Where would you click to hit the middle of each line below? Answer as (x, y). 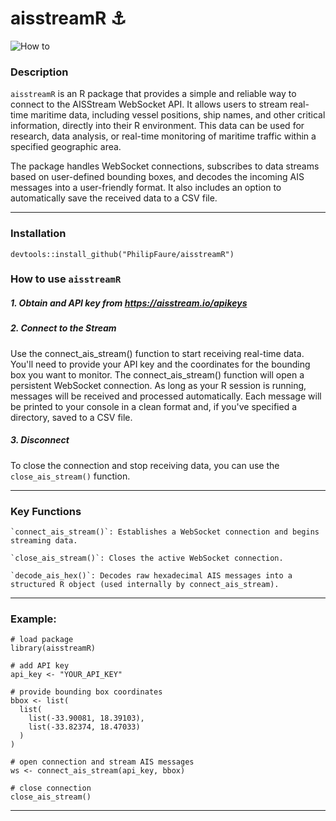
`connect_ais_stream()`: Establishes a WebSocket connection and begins (165, 532)
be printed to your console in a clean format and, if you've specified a (154, 406)
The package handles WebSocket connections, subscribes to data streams (165, 166)
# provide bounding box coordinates (86, 692)
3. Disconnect (40, 440)
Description (39, 72)
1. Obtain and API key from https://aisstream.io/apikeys (129, 303)
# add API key (40, 666)
